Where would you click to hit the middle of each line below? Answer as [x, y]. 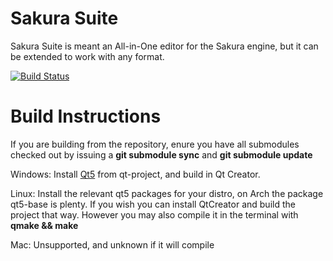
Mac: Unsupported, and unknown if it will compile [112, 244]
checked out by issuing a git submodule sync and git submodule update [161, 154]
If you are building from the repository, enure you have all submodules [155, 144]
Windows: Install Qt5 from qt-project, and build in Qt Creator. [135, 174]
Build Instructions [86, 116]
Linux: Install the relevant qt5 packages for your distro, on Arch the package [167, 193]
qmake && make [44, 225]
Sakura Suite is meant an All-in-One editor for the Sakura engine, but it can [164, 46]
